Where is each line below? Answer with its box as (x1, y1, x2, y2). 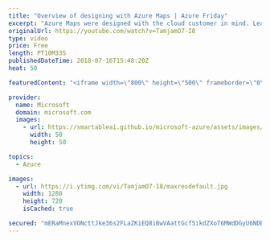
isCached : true (22, 205, 74, 213)
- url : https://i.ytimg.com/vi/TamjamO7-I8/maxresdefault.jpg (15, 182, 228, 190)
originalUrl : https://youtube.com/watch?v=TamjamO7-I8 (8, 27, 196, 35)
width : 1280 (22, 190, 63, 198)
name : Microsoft (15, 101, 70, 109)
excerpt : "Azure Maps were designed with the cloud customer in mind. (8, 19, 250, 27)
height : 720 (22, 197, 63, 205)
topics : (8, 152, 35, 161)
